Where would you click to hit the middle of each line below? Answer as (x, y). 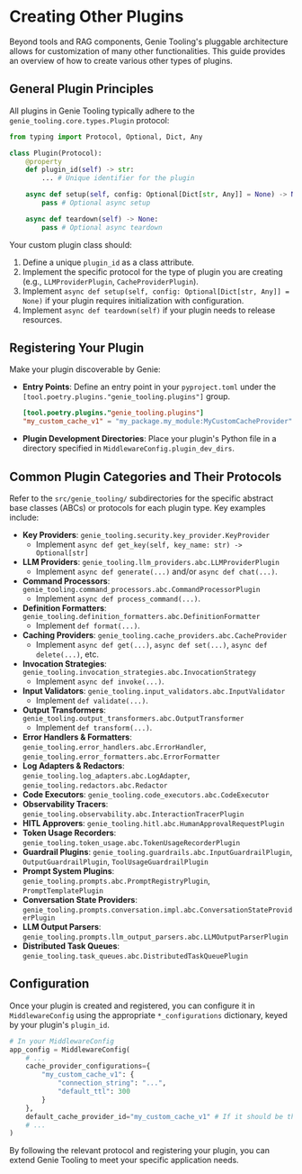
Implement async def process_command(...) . (118, 598)
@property (44, 161)
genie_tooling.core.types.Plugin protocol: (89, 120)
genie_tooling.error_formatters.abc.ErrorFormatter (121, 757)
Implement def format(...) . (88, 625)
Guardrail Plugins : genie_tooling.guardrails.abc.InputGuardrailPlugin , (157, 852)
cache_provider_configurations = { (88, 1066)
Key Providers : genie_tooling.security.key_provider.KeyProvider (146, 535)
